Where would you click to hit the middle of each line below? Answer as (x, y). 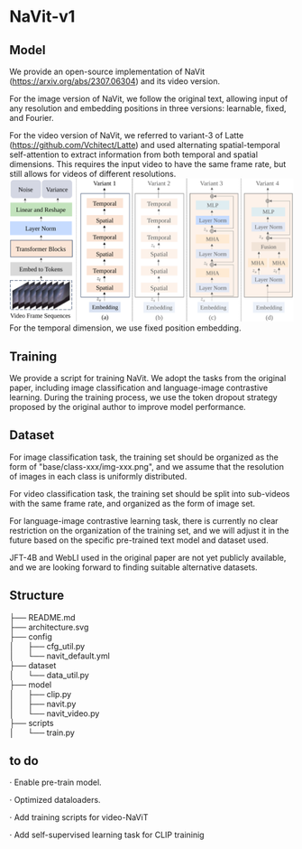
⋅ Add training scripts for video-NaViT (79, 817)
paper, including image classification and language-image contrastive (139, 388)
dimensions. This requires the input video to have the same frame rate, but (148, 164)
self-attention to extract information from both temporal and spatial (134, 154)
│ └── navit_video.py (55, 713)
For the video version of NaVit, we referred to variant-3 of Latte (127, 135)
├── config (31, 636)
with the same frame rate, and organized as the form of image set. (132, 503)
